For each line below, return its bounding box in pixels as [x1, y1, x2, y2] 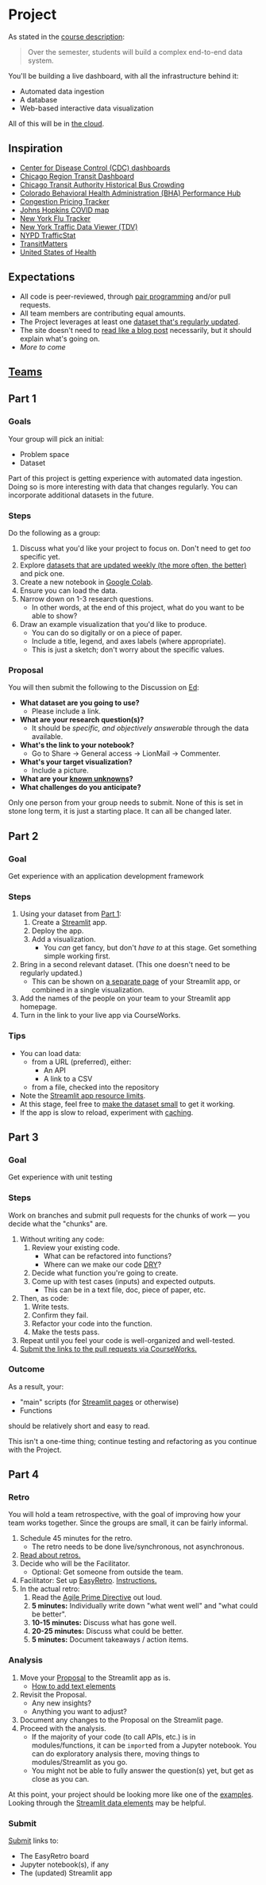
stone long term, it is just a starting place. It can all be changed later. [8, 807, 232, 816]
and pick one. [19, 568, 65, 578]
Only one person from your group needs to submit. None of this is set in [8, 798, 244, 807]
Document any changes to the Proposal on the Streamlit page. [19, 1715, 224, 1724]
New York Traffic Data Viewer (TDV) [19, 222, 138, 231]
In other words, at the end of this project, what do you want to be [31, 602, 245, 612]
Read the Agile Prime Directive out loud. [31, 1593, 163, 1602]
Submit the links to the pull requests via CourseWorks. [19, 1344, 197, 1353]
